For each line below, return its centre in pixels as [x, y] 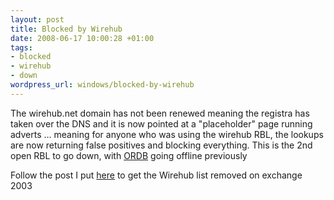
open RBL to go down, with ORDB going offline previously [129, 155]
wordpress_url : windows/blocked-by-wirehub [102, 85]
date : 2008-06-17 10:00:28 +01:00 [82, 38]
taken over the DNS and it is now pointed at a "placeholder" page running [161, 123]
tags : [21, 47]
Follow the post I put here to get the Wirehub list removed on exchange [156, 175]
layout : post [37, 19]
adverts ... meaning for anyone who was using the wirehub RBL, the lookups [167, 134]
